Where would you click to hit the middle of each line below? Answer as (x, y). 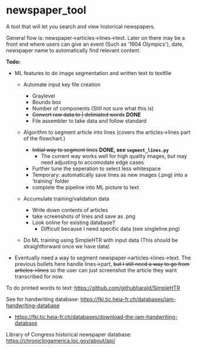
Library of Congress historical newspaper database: (69, 334)
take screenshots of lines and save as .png (84, 216)
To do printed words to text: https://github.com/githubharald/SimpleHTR (93, 288)
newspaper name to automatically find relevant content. (73, 50)
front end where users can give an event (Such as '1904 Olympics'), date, (95, 44)
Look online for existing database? (74, 222)
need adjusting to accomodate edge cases (92, 162)
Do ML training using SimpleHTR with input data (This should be (101, 240)
